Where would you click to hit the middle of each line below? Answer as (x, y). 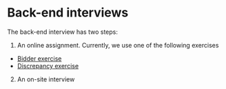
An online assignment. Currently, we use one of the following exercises (118, 45)
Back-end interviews (68, 13)
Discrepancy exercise (48, 66)
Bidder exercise (39, 58)
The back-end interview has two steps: (63, 32)
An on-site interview (46, 79)
